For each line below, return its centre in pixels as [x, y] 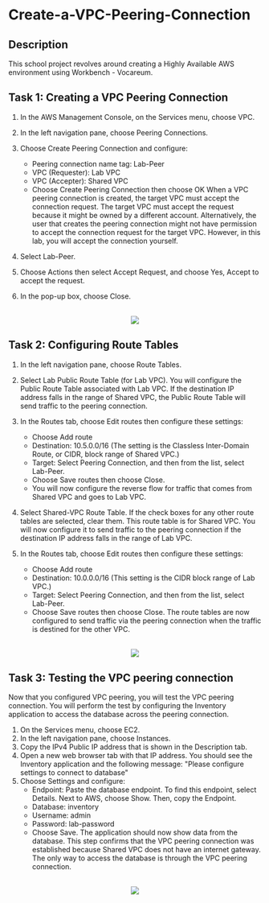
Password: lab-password [73, 824]
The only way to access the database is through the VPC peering [139, 858]
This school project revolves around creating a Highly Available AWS [122, 64]
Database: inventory [65, 807]
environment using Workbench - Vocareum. [81, 72]
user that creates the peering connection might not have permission [144, 224]
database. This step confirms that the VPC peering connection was [143, 841]
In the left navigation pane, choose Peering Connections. [114, 132]
